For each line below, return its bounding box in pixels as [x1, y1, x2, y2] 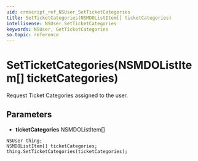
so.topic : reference [6, 32, 60, 38]
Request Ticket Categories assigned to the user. [6, 92, 128, 99]
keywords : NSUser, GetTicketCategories [6, 26, 109, 33]
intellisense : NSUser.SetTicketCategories [6, 20, 117, 26]
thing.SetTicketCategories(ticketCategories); [6, 148, 128, 154]
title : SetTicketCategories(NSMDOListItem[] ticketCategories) [6, 15, 172, 21]
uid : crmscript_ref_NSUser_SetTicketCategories [6, 9, 131, 15]
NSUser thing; [6, 138, 43, 144]
